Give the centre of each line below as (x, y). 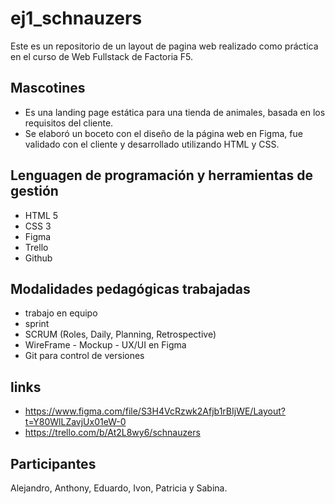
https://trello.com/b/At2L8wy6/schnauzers (112, 433)
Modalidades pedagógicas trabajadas (130, 288)
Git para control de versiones (84, 356)
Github (38, 258)
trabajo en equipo (61, 313)
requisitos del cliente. (69, 123)
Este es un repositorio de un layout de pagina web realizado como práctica (164, 46)
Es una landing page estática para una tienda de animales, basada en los (175, 112)
